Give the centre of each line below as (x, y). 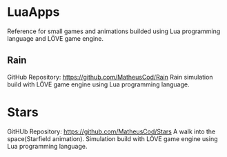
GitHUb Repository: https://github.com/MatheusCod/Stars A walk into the (111, 131)
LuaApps (33, 12)
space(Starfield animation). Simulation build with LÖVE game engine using (113, 138)
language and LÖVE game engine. (56, 38)
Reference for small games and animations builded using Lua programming (114, 31)
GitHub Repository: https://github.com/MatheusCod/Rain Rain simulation (110, 77)
